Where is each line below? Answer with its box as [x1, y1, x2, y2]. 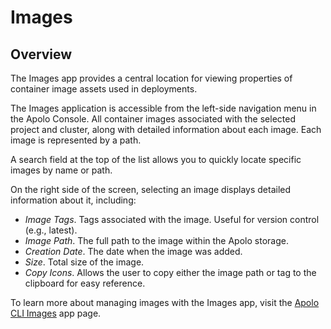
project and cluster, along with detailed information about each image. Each [10, 124, 322, 135]
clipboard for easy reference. [24, 277, 146, 289]
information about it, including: [10, 194, 137, 206]
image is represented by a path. [10, 134, 142, 146]
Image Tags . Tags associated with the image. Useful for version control [24, 214, 320, 225]
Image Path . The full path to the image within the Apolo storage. [24, 235, 289, 246]
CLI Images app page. [10, 307, 102, 319]
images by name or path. [10, 164, 113, 176]
